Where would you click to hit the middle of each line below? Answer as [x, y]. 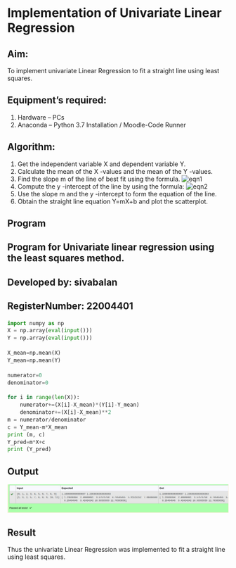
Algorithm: [31, 147]
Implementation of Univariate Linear [115, 13]
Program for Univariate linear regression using [111, 247]
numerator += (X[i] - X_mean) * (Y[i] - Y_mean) [80, 405]
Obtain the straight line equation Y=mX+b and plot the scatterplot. [113, 201]
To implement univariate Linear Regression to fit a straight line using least [113, 71]
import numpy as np [36, 323]
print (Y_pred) [29, 449]
